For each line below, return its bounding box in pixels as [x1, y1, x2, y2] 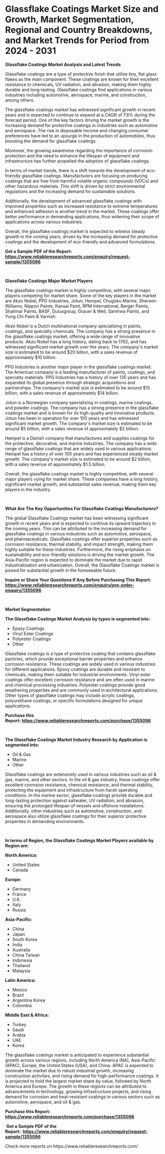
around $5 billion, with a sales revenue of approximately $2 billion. [5, 425, 139, 431]
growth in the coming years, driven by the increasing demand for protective [5, 234, 158, 239]
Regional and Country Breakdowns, [5, 25, 153, 35]
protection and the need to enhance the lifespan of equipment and [5, 152, 139, 158]
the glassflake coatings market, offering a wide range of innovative [5, 333, 140, 339]
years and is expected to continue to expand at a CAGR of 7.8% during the [5, 112, 156, 118]
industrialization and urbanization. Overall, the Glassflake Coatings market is [5, 562, 160, 568]
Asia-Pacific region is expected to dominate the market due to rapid [5, 557, 142, 562]
